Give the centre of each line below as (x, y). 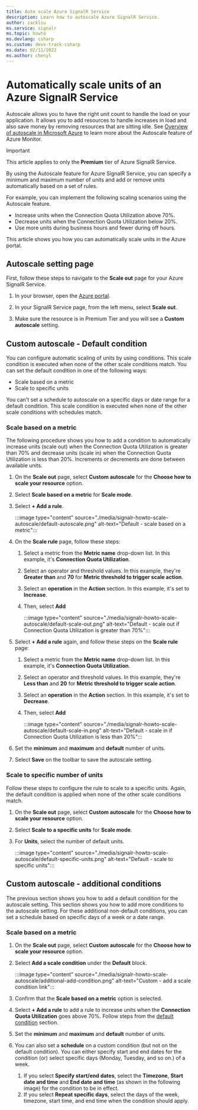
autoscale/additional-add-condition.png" (64, 980)
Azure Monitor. (24, 139)
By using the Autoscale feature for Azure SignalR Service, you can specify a (98, 173)
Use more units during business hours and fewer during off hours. (95, 228)
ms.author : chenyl (29, 56)
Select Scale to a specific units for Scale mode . (73, 830)
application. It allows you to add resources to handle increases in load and (96, 120)
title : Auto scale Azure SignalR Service (58, 12)
